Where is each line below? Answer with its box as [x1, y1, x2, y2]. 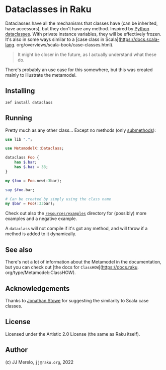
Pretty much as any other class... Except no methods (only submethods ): [5, 127, 156, 133]
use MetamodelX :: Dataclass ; [5, 146, 64, 151]
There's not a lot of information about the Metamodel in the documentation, [5, 259, 162, 265]
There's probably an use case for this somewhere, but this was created [5, 67, 153, 73]
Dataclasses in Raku [5, 4, 92, 15]
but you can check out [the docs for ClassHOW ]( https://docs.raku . [5, 264, 139, 271]
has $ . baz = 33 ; [14, 165, 49, 170]
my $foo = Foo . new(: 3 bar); [5, 178, 62, 183]
